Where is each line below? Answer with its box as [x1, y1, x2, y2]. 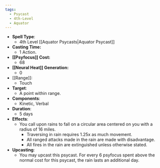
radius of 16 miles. [19, 126, 56, 132]
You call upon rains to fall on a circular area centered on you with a [19, 122, 153, 127]
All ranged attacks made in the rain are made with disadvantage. [26, 137, 155, 143]
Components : [12, 95, 40, 102]
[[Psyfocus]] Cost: [12, 54, 51, 61]
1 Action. [19, 49, 37, 55]
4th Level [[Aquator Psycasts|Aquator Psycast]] [19, 39, 115, 45]
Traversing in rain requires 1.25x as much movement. [26, 132, 132, 137]
